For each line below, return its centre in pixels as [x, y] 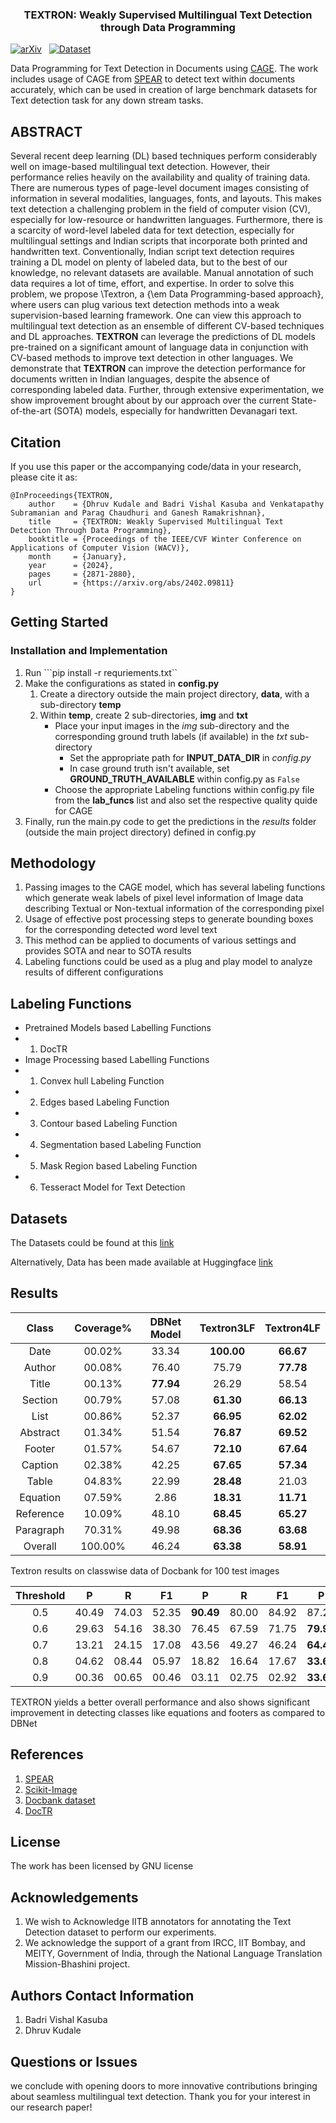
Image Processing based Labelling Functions [117, 1060]
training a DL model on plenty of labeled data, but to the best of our [149, 262]
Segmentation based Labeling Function [120, 1145]
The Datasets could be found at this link [92, 1243]
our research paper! [51, 2107]
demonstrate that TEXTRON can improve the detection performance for [158, 369]
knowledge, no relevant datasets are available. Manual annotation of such [162, 273]
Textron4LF [292, 1328]
